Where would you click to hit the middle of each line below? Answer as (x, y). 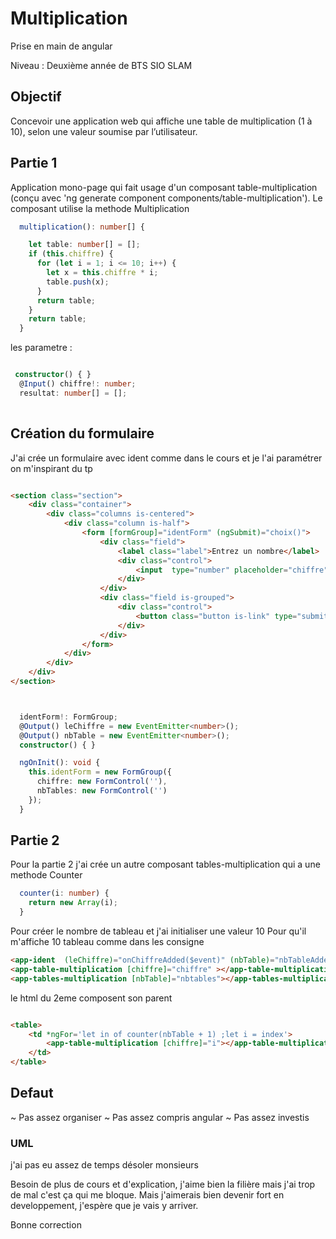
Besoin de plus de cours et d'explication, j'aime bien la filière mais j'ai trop (163, 1184)
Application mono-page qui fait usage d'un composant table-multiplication (164, 187)
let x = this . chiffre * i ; (102, 273)
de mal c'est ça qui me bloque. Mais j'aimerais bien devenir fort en (147, 1195)
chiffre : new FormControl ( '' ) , (102, 782)
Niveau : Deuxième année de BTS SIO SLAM (101, 65)
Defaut (32, 1093)
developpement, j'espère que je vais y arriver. (104, 1206)
